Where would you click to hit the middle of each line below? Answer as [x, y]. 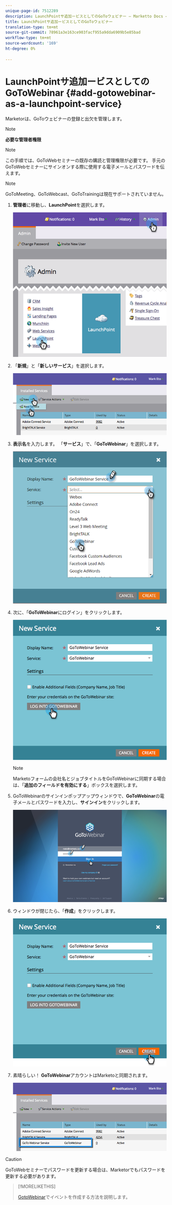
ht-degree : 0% [20, 49]
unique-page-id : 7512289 [32, 11]
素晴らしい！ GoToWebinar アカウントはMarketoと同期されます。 [81, 1075]
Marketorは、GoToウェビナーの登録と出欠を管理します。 [65, 118]
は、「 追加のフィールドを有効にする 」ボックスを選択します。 [76, 785]
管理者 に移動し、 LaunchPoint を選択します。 [60, 205]
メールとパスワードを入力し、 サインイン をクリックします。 [80, 802]
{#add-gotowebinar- [111, 93]
